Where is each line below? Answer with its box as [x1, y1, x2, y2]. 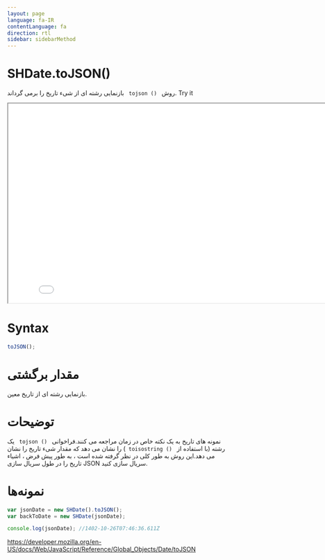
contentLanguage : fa [7, 23, 67, 30]
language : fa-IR [7, 17, 54, 24]
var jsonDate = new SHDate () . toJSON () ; [7, 506, 123, 514]
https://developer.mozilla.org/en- [7, 538, 102, 546]
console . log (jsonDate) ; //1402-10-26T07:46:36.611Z [7, 525, 160, 532]
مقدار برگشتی [7, 367, 80, 382]
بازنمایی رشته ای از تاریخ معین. [7, 389, 87, 398]
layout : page [7, 10, 45, 17]
